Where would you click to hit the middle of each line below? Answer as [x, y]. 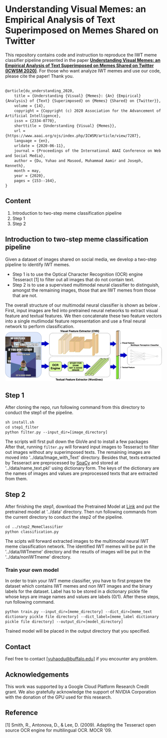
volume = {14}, [30, 106]
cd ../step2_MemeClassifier [34, 527]
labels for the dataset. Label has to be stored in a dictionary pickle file [77, 591]
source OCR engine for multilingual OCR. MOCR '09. [59, 730]
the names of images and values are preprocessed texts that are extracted [82, 473]
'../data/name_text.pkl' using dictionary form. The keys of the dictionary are [82, 468]
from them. [17, 479]
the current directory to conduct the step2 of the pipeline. [64, 517]
